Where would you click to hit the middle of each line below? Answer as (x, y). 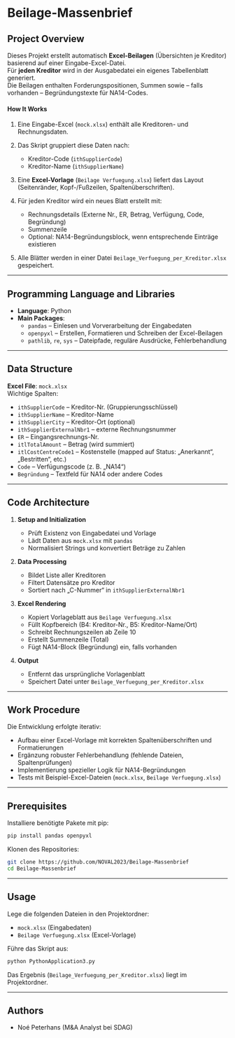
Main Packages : (41, 318)
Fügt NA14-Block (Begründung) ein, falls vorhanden (102, 646)
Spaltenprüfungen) (44, 763)
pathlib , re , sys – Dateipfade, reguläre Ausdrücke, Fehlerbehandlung (127, 340)
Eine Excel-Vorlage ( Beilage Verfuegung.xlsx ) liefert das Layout (111, 180)
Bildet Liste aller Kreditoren (67, 575)
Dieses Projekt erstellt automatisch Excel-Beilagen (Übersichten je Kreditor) (117, 55)
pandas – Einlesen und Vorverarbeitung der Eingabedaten (110, 326)
